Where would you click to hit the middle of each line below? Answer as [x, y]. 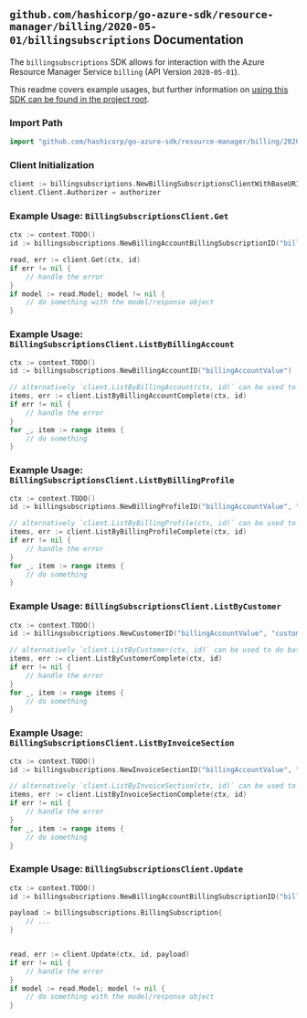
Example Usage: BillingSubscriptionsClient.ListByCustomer [145, 606]
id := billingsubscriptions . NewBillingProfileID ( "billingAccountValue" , [151, 507]
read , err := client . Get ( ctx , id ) [75, 260]
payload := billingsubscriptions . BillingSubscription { [116, 913]
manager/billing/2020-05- [83, 27]
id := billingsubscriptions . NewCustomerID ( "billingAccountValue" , [138, 634]
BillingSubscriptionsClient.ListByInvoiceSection [122, 743]
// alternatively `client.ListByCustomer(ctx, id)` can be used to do [147, 650]
